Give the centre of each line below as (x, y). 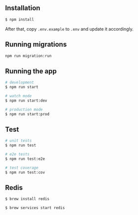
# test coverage (22, 168)
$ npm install (20, 19)
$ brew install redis (27, 199)
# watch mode (18, 96)
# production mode (24, 109)
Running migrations (36, 45)
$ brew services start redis (35, 208)
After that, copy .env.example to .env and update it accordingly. (69, 29)
